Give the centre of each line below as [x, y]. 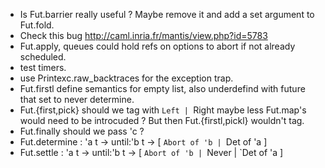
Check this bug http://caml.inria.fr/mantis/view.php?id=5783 [143, 35]
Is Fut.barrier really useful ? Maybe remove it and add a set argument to [167, 14]
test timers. [43, 67]
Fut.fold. [37, 25]
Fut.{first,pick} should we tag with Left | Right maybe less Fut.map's [163, 110]
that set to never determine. [77, 99]
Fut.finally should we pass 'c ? [82, 131]
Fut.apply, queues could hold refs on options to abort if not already [157, 46]
